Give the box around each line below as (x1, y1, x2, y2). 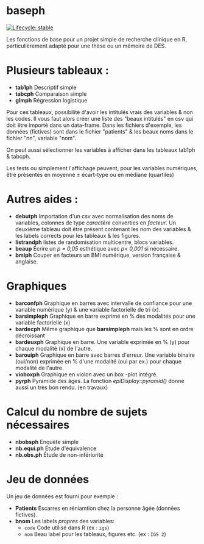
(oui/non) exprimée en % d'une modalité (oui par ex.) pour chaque (15, 357, 182, 365)
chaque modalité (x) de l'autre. (15, 345, 93, 352)
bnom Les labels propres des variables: (15, 517, 114, 524)
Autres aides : (6, 193, 79, 206)
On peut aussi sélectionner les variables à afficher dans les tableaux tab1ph (6, 146, 195, 153)
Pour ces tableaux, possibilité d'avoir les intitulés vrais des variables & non (6, 108, 193, 116)
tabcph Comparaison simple (15, 90, 87, 98)
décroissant (15, 332, 45, 339)
